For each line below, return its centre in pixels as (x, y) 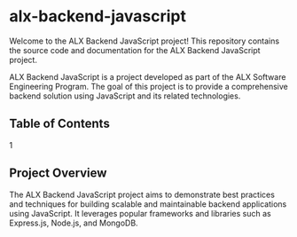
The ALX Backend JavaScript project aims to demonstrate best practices (142, 194)
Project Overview (58, 174)
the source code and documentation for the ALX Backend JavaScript (135, 50)
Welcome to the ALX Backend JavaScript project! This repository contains (145, 41)
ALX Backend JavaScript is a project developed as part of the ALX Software (148, 76)
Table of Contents (60, 124)
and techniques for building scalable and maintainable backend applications (148, 204)
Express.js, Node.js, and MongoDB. (74, 223)
